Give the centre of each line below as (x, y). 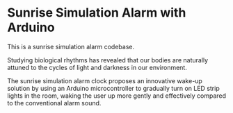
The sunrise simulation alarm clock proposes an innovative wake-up (105, 80)
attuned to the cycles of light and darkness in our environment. (97, 67)
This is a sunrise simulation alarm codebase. (71, 46)
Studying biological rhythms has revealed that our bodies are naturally (108, 60)
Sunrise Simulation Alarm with (97, 13)
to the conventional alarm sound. (54, 103)
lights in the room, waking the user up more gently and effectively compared (117, 96)
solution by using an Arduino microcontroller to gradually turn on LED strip (114, 88)
